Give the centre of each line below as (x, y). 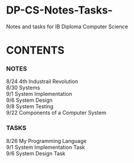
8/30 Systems (23, 88)
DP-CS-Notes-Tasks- (60, 10)
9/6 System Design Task (36, 153)
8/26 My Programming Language (46, 141)
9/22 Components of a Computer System (56, 113)
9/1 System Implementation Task (46, 147)
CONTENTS (35, 50)
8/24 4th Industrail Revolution (42, 81)
